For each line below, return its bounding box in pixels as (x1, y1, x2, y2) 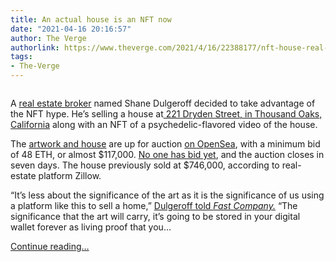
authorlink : (10, 42, 60, 53)
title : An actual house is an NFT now (10, 14, 172, 25)
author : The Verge (10, 33, 87, 43)
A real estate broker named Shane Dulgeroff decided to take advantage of (10, 97, 316, 109)
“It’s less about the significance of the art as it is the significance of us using (10, 189, 325, 201)
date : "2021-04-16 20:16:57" (10, 24, 132, 34)
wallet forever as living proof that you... (10, 221, 172, 233)
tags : (10, 52, 33, 62)
